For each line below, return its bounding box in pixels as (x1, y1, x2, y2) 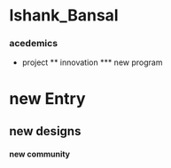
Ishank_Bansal (9, 5, 119, 26)
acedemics (9, 37, 58, 50)
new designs (9, 124, 82, 139)
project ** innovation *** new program (21, 57, 163, 68)
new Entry (9, 88, 86, 108)
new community (9, 148, 71, 159)
